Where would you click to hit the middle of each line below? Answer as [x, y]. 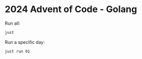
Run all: [13, 23]
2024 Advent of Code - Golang [71, 9]
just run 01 [17, 51]
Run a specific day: [25, 42]
